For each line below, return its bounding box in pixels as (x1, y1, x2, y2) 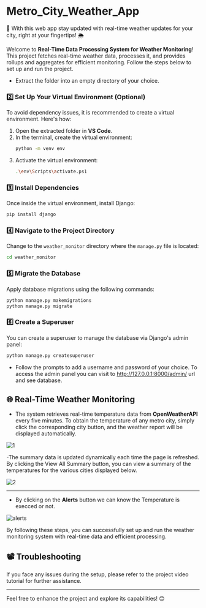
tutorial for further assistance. (6, 577, 82, 585)
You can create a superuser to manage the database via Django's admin (6, 334, 189, 341)
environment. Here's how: (6, 115, 72, 123)
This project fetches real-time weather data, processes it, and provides (6, 52, 186, 59)
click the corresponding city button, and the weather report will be (15, 424, 183, 431)
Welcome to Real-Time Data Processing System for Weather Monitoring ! (6, 45, 194, 53)
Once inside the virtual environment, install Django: (6, 200, 135, 207)
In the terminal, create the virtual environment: (15, 133, 132, 141)
